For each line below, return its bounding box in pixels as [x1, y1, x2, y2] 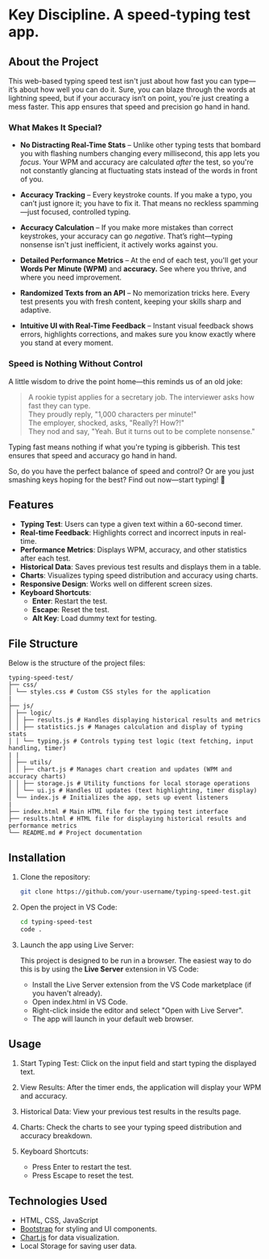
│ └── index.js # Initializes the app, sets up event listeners [8, 793, 229, 802]
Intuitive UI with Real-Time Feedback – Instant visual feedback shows [19, 321, 254, 331]
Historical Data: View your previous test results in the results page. [19, 1107, 242, 1116]
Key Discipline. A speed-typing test [8, 6, 251, 24]
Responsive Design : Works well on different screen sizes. [19, 579, 213, 589]
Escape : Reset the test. [31, 605, 110, 615]
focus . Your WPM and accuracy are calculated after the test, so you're [19, 157, 254, 167]
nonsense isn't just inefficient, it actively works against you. [19, 240, 218, 250]
